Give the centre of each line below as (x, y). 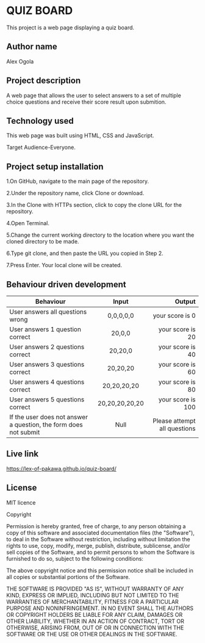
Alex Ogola (20, 61)
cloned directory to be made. (43, 242)
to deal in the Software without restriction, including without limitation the (98, 539)
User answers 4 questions (47, 382)
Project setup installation (55, 166)
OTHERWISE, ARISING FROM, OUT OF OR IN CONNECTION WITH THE (95, 627)
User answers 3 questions (47, 365)
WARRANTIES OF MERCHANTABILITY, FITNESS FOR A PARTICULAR (92, 602)
